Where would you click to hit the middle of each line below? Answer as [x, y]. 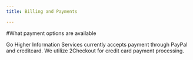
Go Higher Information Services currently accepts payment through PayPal [97, 44]
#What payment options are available [51, 33]
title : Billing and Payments [42, 11]
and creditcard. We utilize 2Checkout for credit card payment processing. [95, 51]
